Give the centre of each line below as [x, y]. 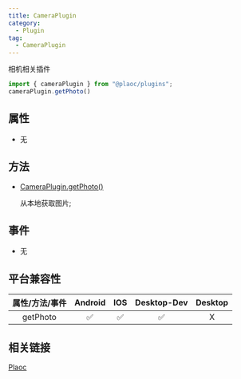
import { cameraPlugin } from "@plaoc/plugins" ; [91, 85]
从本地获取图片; [45, 203]
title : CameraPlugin [43, 16]
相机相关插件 [29, 69]
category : [25, 23]
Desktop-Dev [162, 302]
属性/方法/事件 [40, 303]
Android [90, 302]
